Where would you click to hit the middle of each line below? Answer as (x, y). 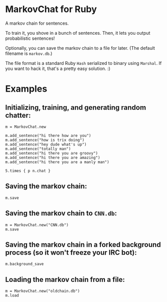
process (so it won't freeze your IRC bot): (71, 252)
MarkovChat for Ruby (51, 9)
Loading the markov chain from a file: (65, 280)
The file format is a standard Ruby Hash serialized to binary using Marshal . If (83, 63)
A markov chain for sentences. (37, 23)
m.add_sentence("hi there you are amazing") (53, 158)
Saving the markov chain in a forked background (83, 244)
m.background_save (24, 264)
